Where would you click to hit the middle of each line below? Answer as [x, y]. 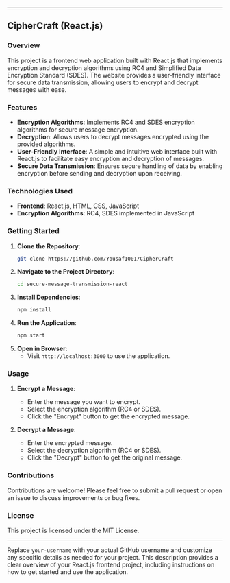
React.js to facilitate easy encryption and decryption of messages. [110, 158]
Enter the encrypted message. [70, 443]
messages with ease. [37, 89]
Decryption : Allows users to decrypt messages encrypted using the [113, 136]
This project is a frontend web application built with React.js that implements [115, 60]
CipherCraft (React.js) [55, 26]
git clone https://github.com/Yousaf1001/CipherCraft [95, 259]
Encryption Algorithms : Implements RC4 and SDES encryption [106, 122]
